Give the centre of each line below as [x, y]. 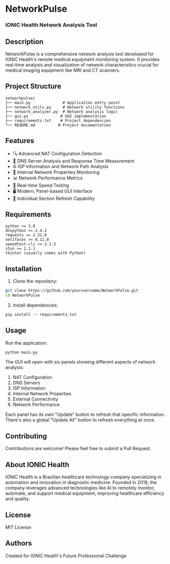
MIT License [18, 527]
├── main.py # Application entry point [63, 103]
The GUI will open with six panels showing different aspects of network [80, 362]
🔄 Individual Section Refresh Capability [54, 198]
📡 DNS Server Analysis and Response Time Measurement [73, 161]
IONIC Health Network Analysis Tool [51, 25]
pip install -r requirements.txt [41, 314]
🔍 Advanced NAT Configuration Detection [57, 153]
